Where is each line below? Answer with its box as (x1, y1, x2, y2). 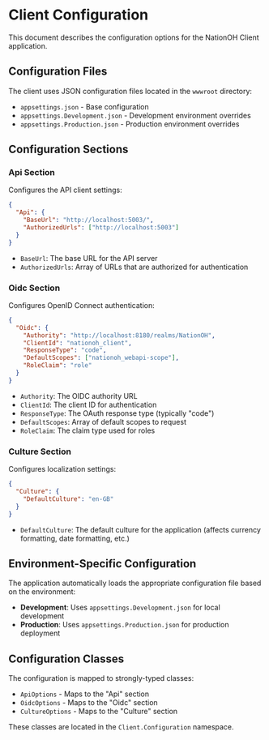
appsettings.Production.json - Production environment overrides (19, 119, 240, 129)
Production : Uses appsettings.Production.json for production (19, 620, 229, 630)
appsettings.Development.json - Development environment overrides (19, 110, 251, 120)
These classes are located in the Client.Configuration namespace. (8, 722, 234, 732)
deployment (19, 628, 61, 638)
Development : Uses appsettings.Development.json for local (19, 602, 220, 613)
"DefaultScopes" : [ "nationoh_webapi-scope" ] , (23, 354, 180, 362)
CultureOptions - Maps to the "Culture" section (19, 707, 178, 716)
